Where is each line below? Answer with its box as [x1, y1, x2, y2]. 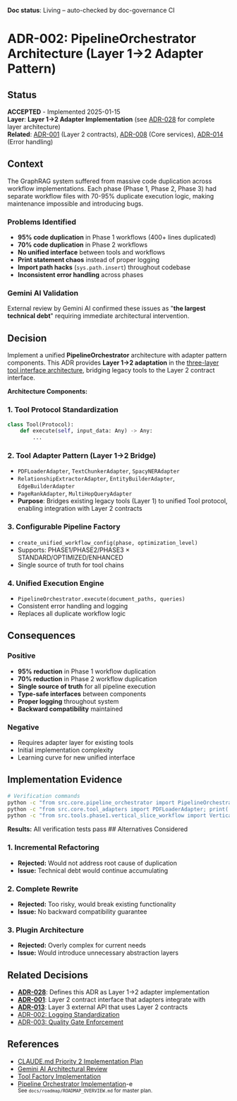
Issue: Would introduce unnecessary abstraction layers [17, 948, 179, 957]
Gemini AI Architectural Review [17, 1064, 108, 1073]
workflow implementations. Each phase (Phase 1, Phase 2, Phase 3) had [7, 184, 217, 193]
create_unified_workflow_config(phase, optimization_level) [17, 539, 198, 546]
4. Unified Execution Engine [7, 578, 104, 588]
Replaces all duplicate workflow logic [17, 609, 126, 618]
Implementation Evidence [7, 774, 123, 786]
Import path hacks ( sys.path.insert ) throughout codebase [17, 263, 191, 271]
